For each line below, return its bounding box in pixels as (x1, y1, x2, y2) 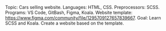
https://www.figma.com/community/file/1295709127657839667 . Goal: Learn (5, 15, 161, 20)
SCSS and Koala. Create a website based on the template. (5, 20, 124, 26)
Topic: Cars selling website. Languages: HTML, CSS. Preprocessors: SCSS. (5, 4, 160, 10)
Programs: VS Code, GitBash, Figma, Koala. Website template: (5, 9, 133, 15)
